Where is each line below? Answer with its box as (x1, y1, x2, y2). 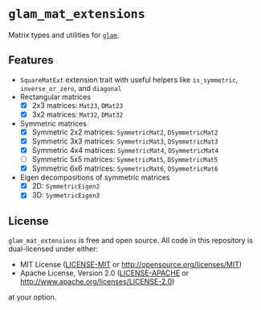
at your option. (8, 292, 57, 302)
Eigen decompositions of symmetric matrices (19, 172, 170, 183)
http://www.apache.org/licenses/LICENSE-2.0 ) (19, 277, 175, 287)
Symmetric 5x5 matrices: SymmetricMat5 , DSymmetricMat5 (31, 155, 218, 164)
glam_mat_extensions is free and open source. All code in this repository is (8, 236, 253, 246)
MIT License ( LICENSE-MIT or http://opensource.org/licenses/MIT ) (19, 260, 243, 270)
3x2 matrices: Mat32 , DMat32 (31, 110, 124, 119)
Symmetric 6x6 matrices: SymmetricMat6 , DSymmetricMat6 (31, 163, 218, 173)
